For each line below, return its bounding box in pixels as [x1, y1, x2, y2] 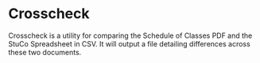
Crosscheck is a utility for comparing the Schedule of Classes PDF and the [8, 31, 253, 40]
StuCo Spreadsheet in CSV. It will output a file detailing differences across [8, 39, 250, 48]
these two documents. [8, 47, 82, 57]
